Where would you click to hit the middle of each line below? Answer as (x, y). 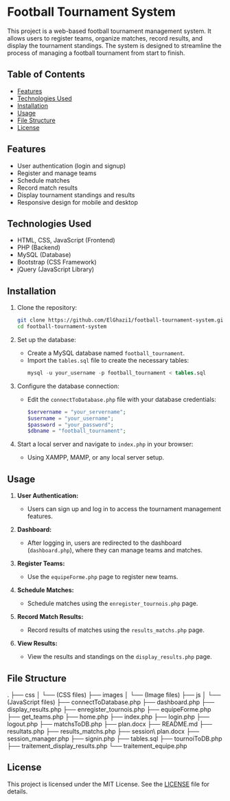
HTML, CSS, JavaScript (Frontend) (66, 240)
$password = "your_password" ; (71, 425)
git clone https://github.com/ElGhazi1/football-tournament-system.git (122, 320)
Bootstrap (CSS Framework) (57, 262)
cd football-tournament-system (62, 327)
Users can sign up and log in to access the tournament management (124, 509)
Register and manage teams (57, 173)
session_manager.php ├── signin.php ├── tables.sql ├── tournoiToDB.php (115, 738)
